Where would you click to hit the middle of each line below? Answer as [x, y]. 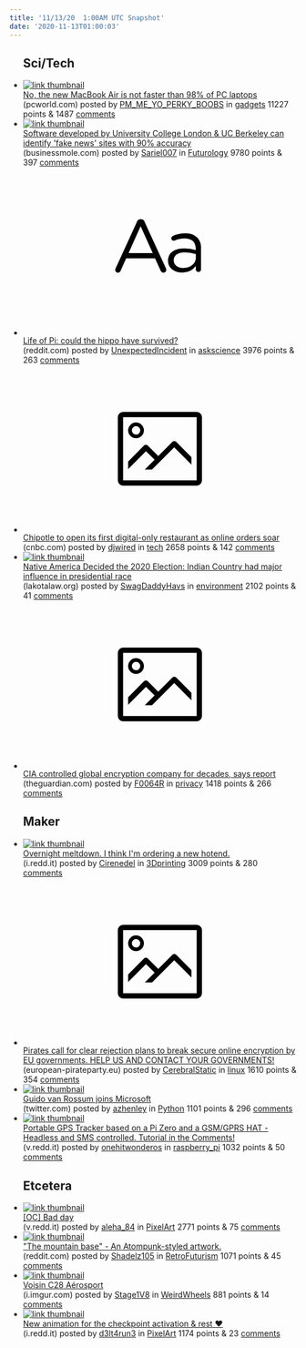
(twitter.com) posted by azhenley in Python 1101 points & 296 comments [158, 1108]
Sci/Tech [49, 63]
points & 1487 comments [69, 114]
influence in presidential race [77, 577]
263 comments [51, 360]
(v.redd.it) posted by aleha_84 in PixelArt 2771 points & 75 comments [151, 1227]
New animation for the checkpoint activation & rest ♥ [122, 1323]
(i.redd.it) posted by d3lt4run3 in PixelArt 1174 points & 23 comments [151, 1333]
